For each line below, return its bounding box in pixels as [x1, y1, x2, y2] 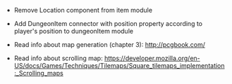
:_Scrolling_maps [13, 69, 63, 77]
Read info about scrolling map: [13, 54, 104, 62]
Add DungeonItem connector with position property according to [13, 20, 203, 27]
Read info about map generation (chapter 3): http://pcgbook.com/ [13, 41, 206, 48]
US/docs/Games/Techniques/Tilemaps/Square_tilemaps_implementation [13, 62, 225, 69]
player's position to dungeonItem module [13, 27, 134, 35]
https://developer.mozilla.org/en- [104, 54, 201, 62]
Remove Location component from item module [13, 6, 153, 14]
